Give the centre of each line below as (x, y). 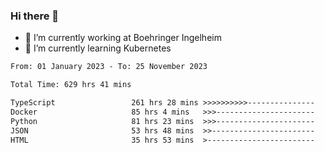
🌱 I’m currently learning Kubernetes (98, 48)
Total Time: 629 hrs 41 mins (71, 85)
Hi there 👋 (35, 16)
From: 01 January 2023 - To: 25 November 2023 (109, 67)
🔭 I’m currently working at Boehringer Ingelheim (123, 38)
